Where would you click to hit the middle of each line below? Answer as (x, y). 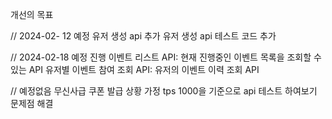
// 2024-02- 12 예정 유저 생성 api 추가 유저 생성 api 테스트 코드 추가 (143, 36)
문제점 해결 (32, 103)
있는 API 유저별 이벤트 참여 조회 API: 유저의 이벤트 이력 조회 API (135, 69)
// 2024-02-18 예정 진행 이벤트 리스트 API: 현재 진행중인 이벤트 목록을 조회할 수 (166, 57)
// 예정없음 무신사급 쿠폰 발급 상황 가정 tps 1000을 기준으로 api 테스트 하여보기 (164, 91)
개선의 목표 (32, 14)
